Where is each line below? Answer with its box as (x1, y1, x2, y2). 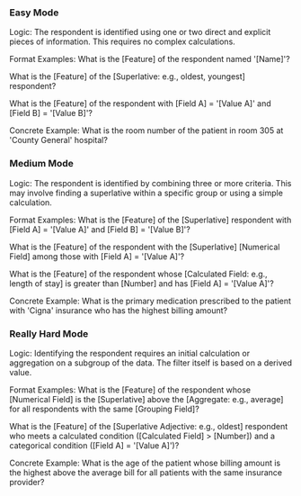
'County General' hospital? (9, 135, 108, 146)
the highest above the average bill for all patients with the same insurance (9, 466, 283, 478)
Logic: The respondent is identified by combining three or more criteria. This (9, 177, 292, 188)
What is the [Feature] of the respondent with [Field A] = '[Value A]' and (9, 98, 271, 109)
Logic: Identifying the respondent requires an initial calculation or (9, 347, 250, 358)
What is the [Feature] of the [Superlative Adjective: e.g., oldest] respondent (9, 420, 288, 431)
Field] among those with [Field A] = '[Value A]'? (9, 250, 185, 262)
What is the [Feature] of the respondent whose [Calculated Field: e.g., (9, 268, 268, 279)
